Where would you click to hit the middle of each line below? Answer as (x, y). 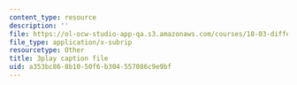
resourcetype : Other (47, 50)
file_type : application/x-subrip (71, 42)
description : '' (39, 26)
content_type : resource (53, 17)
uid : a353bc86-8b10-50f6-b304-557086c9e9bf (91, 67)
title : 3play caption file (59, 58)
